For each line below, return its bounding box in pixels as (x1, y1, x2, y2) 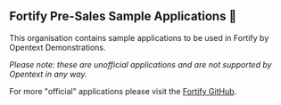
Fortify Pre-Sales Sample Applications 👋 (9, 9, 237, 24)
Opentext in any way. (9, 69, 87, 79)
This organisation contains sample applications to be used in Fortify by (9, 32, 269, 43)
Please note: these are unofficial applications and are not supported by (9, 59, 272, 69)
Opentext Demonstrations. (9, 42, 106, 52)
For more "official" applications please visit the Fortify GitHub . (9, 85, 237, 96)
